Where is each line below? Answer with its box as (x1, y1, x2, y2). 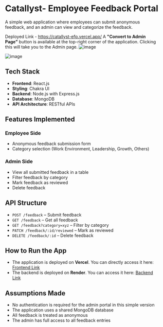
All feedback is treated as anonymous (12, 312, 88, 318)
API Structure (5, 199, 47, 207)
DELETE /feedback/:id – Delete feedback (12, 232, 94, 238)
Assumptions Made (5, 289, 66, 297)
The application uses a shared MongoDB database (12, 307, 114, 313)
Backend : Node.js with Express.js (12, 91, 80, 96)
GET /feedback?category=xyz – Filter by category (12, 222, 109, 228)
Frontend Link (12, 265, 40, 271)
